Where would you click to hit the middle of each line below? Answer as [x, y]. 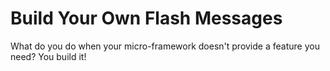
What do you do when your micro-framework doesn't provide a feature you [165, 46]
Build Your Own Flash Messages [146, 18]
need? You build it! [48, 56]
